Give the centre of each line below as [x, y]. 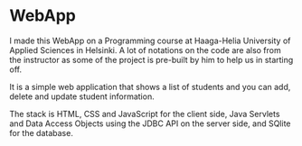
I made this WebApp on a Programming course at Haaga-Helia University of [150, 41]
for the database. [42, 132]
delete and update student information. [82, 96]
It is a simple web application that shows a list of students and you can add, [150, 87]
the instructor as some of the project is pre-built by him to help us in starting [151, 59]
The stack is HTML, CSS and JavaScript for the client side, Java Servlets [145, 114]
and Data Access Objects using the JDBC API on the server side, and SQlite [150, 123]
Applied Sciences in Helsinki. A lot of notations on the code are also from [146, 50]
